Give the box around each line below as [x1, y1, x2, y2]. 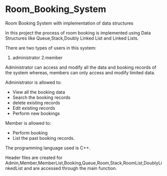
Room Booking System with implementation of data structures [5, 20, 134, 26]
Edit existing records [12, 105, 55, 111]
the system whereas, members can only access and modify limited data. [5, 69, 155, 76]
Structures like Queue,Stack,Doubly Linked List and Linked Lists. [5, 35, 139, 41]
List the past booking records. [12, 135, 75, 141]
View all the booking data [12, 89, 65, 95]
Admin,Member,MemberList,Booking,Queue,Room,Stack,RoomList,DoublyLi [5, 159, 162, 166]
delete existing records [12, 99, 60, 106]
